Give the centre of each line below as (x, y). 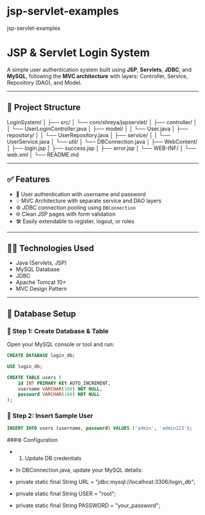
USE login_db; (25, 366)
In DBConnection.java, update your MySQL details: (79, 470)
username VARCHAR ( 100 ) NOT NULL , (60, 389)
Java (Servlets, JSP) (41, 263)
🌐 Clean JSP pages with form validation (66, 214)
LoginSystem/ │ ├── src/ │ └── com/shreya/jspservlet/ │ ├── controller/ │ (102, 122)
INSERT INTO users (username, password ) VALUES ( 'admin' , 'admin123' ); (99, 428)
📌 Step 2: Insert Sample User (50, 416)
